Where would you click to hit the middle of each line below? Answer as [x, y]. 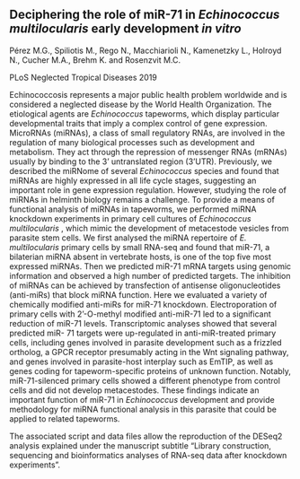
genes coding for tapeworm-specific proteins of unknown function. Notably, [150, 370]
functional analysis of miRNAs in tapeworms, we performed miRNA [133, 209]
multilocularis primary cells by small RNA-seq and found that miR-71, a [140, 247]
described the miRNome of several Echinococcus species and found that [145, 170]
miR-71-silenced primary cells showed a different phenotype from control [145, 380]
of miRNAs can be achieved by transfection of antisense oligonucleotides [145, 285]
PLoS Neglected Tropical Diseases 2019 [83, 77]
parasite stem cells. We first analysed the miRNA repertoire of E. [128, 238]
